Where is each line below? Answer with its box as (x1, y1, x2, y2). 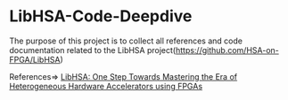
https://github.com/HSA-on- (175, 44, 279, 55)
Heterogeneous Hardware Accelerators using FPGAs (9, 81, 203, 91)
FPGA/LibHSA (9, 54, 61, 65)
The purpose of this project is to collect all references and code (9, 35, 243, 46)
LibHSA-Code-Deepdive (9, 6, 193, 27)
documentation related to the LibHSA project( (9, 44, 177, 55)
